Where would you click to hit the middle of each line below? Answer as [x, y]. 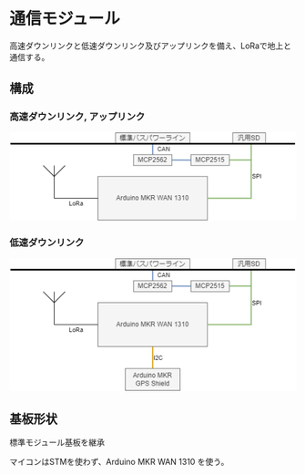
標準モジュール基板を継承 [57, 442]
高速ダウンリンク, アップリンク [77, 117]
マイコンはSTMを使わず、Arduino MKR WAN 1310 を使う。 [119, 462]
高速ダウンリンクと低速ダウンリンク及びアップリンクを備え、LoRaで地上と [151, 46]
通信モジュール [65, 19]
